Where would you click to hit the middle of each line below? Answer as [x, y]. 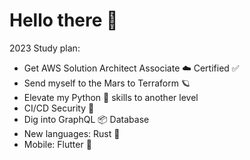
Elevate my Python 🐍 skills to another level [111, 97]
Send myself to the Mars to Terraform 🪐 [107, 83]
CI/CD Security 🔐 [59, 108]
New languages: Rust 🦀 [72, 133]
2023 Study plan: [45, 48]
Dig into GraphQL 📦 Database [86, 119]
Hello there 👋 [64, 20]
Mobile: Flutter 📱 [57, 144]
